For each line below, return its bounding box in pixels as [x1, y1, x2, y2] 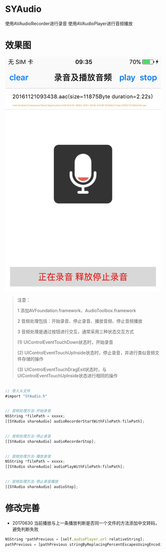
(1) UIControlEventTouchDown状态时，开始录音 [17, 339, 114, 345]
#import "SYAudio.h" [5, 394, 48, 399]
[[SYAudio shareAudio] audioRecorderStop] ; [5, 439, 96, 444]
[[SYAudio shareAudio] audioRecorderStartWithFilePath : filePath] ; [5, 419, 145, 424]
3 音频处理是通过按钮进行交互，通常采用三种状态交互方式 [17, 329, 134, 335]
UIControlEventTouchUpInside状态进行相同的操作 [17, 372, 118, 378]
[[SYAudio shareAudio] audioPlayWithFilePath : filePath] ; [5, 464, 125, 470]
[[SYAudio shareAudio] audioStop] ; [5, 484, 79, 489]
